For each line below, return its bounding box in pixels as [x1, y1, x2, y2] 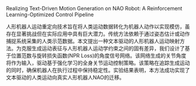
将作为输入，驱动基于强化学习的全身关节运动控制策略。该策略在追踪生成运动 [6, 59, 190, 66]
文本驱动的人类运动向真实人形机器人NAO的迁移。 [6, 74, 125, 81]
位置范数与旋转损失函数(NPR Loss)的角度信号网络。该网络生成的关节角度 [10, 52, 187, 59]
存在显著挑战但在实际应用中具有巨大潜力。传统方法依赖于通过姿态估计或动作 [6, 30, 190, 37]
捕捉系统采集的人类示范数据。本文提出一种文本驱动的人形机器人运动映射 [6, 38, 180, 44]
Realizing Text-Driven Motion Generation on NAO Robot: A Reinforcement [6, 5, 183, 12]
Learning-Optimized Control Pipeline [6, 11, 94, 18]
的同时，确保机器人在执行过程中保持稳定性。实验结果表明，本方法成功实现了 [6, 67, 190, 73]
